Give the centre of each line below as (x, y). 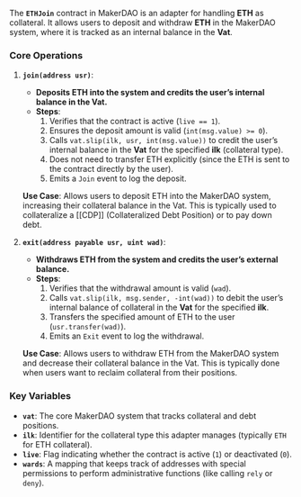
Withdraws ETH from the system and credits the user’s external (157, 259)
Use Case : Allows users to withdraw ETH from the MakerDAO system (150, 354)
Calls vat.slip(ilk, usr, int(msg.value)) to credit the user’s (164, 140)
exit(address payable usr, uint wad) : (94, 242)
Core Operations (46, 55)
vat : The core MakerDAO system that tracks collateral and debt (139, 416)
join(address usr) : (58, 75)
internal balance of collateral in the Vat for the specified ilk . (159, 307)
